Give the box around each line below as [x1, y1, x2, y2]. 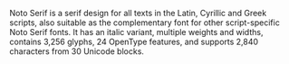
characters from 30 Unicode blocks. [9, 46, 145, 57]
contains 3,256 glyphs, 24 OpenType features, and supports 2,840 [9, 36, 259, 47]
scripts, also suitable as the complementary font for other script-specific [9, 17, 281, 28]
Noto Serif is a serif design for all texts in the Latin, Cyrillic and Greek [9, 8, 267, 18]
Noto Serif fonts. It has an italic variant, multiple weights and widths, [9, 27, 264, 37]
